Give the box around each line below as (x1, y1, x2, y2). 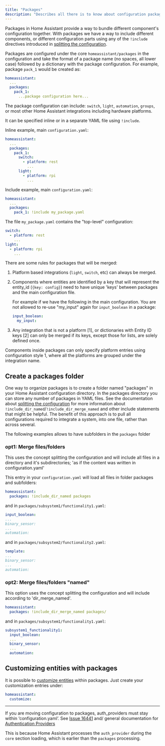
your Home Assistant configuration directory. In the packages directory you (5, 390, 158, 396)
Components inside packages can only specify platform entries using (5, 347, 146, 353)
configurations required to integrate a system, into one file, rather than (5, 416, 147, 422)
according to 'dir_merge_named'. (5, 596, 72, 601)
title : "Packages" (5, 7, 43, 12)
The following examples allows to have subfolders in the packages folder (5, 431, 151, 437)
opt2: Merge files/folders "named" (5, 579, 90, 586)
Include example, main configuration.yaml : (5, 186, 93, 192)
